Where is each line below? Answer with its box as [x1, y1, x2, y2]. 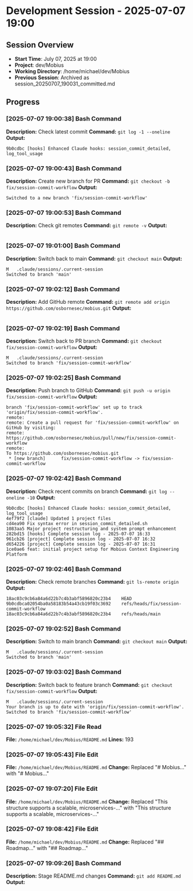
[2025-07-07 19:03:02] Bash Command [6, 668, 122, 676]
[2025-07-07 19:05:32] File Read [6, 722, 102, 731]
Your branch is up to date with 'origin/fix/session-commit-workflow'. [6, 704, 184, 710]
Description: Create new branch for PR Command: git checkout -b [6, 177, 170, 184]
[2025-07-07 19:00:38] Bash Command [6, 115, 122, 123]
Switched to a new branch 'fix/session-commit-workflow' [6, 195, 148, 201]
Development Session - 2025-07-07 [6, 4, 186, 18]
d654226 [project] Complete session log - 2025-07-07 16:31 [6, 541, 156, 547]
